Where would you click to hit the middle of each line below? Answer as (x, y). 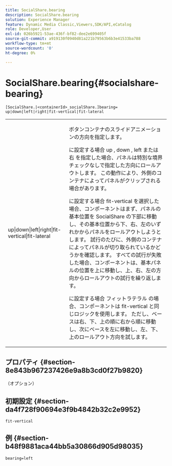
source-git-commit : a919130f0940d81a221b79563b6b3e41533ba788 (73, 39)
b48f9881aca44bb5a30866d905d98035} (74, 447)
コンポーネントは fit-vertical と (117, 307)
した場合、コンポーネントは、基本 (110, 263)
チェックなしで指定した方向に (105, 166)
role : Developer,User (28, 29)
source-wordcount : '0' (29, 48)
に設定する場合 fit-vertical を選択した (114, 201)
